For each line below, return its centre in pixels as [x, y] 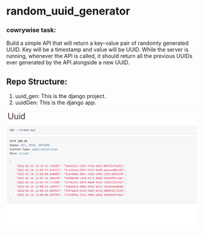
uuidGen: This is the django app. [55, 103]
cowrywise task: [31, 30]
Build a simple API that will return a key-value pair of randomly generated [98, 43]
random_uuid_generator [68, 11]
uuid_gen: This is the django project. [60, 96]
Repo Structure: [37, 81]
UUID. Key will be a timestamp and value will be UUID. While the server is [98, 50]
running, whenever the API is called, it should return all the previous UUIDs [99, 56]
